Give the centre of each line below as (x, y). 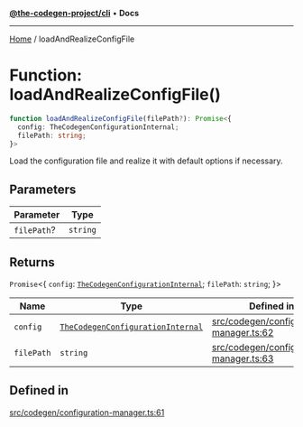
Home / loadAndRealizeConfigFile (72, 39)
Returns (32, 262)
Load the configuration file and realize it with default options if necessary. (146, 161)
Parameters (43, 189)
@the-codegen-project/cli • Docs (74, 13)
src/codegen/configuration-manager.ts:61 (87, 412)
